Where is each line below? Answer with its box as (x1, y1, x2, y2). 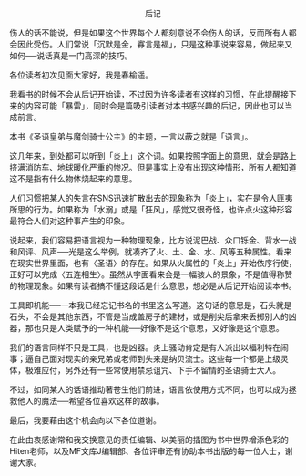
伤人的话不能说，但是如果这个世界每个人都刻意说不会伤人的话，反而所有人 (9, 27, 289, 38)
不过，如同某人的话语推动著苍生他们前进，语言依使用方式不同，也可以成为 (9, 384, 289, 395)
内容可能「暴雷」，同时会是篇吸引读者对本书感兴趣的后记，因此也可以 (25, 100, 285, 111)
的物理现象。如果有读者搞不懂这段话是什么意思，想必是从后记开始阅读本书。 (9, 281, 297, 291)
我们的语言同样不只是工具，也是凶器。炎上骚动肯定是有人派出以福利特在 (9, 342, 280, 353)
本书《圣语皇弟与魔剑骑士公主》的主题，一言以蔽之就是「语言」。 (9, 131, 253, 141)
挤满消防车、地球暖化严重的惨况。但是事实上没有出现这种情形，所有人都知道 (9, 162, 297, 172)
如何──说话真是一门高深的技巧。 (9, 50, 133, 61)
